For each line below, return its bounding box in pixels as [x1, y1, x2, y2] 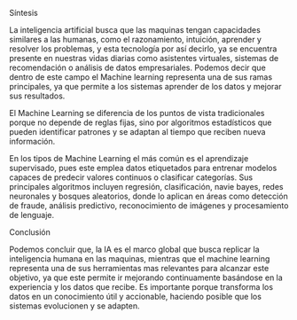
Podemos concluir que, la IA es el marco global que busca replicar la [9, 244, 260, 254]
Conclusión [9, 227, 51, 238]
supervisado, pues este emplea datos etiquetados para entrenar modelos [9, 163, 277, 173]
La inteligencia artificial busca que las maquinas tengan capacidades [9, 25, 262, 35]
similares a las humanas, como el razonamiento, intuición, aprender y [9, 35, 262, 44]
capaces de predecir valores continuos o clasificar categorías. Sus [9, 172, 254, 183]
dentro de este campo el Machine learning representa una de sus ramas [9, 72, 273, 82]
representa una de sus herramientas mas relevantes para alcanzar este [9, 263, 270, 273]
